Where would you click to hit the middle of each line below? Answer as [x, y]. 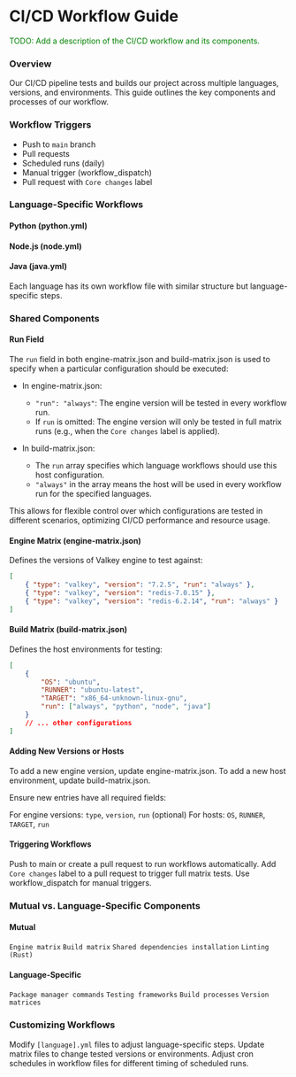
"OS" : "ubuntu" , [71, 682]
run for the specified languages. [93, 493]
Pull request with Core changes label [87, 182]
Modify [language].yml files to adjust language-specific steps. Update [137, 1044]
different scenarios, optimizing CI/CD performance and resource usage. [140, 520]
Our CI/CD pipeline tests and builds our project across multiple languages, [144, 83]
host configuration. [70, 475]
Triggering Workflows [50, 844]
